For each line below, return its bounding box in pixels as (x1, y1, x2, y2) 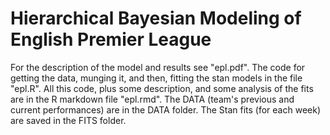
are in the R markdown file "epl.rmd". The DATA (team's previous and (10, 93, 295, 105)
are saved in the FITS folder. (10, 114, 127, 126)
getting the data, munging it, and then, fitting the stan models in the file (10, 72, 303, 84)
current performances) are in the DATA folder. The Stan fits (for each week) (10, 103, 322, 116)
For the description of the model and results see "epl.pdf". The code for (10, 61, 306, 73)
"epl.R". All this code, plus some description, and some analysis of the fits (10, 82, 314, 94)
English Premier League (10, 28, 212, 51)
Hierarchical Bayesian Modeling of (10, 7, 302, 30)
